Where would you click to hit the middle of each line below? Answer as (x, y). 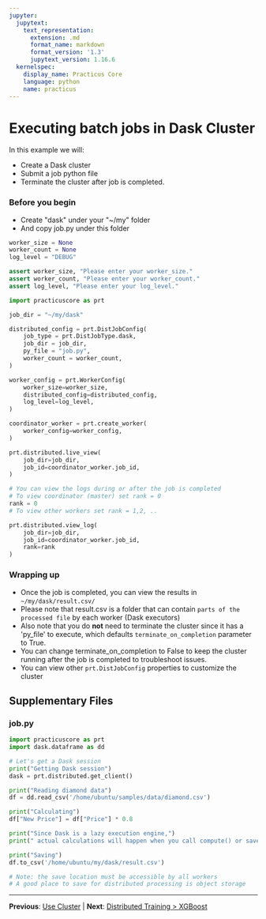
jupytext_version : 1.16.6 (72, 60)
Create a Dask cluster (56, 165)
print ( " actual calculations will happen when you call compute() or (126, 841)
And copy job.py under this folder (75, 228)
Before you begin (43, 202)
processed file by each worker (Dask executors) (100, 617)
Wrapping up (34, 575)
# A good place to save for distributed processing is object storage (127, 884)
